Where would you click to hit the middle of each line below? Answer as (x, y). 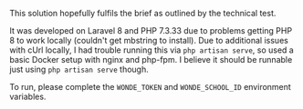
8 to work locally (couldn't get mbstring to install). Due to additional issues (149, 40)
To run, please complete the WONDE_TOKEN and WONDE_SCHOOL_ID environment (151, 87)
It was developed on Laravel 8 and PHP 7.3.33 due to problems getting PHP (151, 30)
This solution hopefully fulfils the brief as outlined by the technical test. (143, 13)
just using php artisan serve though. (79, 69)
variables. (28, 96)
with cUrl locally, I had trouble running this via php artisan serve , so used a (151, 50)
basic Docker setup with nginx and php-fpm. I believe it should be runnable (151, 59)
